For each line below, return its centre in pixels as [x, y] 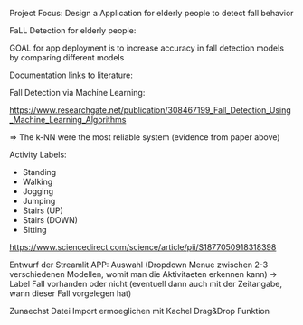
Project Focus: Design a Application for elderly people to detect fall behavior [151, 13]
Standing [39, 172]
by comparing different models [67, 57]
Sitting [34, 230]
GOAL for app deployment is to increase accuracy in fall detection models [147, 48]
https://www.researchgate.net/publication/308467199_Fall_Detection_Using [150, 110]
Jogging [38, 191]
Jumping [39, 201]
